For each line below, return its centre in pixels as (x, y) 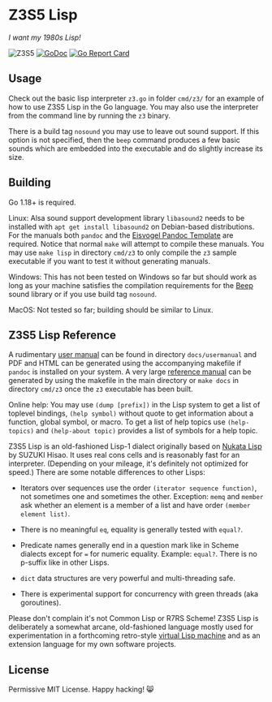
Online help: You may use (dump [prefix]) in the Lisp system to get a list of (134, 405)
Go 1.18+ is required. (42, 202)
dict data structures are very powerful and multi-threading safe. (127, 579)
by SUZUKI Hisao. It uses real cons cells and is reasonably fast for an (124, 455)
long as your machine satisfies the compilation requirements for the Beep (131, 285)
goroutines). (41, 603)
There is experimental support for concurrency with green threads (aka (139, 594)
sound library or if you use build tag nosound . (83, 294)
